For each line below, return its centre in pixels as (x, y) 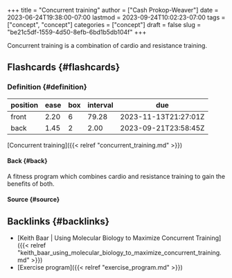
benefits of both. (31, 184)
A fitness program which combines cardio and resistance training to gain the (116, 176)
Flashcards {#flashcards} (63, 68)
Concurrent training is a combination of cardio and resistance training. (107, 45)
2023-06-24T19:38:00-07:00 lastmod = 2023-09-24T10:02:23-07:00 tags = (116, 17)
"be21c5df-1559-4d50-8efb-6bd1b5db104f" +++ (77, 32)
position (25, 105)
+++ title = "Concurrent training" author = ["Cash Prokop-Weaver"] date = (113, 10)
